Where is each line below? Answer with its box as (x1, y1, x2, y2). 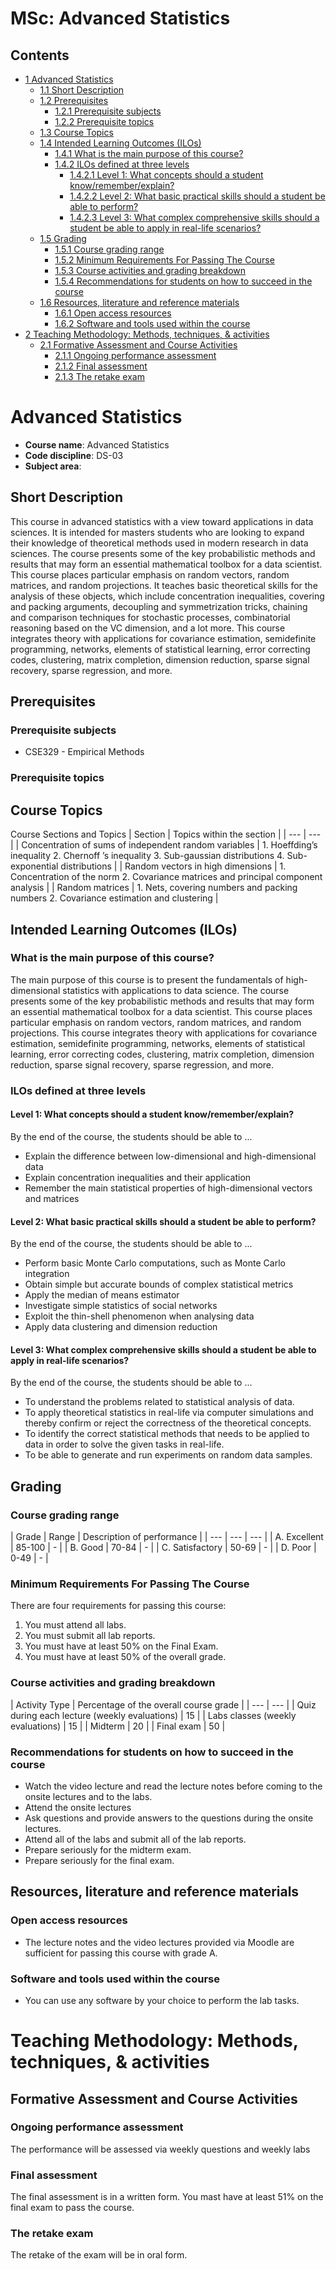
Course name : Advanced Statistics (24, 438, 170, 451)
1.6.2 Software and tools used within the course (54, 318, 251, 329)
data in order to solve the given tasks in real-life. (24, 1438, 225, 1451)
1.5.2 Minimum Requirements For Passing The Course (54, 254, 275, 266)
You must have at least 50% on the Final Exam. (24, 1640, 219, 1652)
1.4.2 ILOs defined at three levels (54, 158, 190, 170)
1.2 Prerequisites (39, 95, 109, 106)
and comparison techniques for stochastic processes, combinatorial (10, 611, 291, 623)
